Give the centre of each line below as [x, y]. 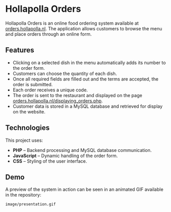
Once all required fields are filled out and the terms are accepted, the [85, 79]
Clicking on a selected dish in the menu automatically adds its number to [89, 63]
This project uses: [24, 140]
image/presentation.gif [31, 204]
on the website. [29, 111]
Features [20, 50]
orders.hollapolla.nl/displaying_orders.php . [58, 101]
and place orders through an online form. [49, 34]
